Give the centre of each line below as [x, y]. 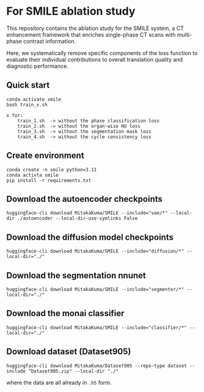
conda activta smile [33, 175]
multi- [184, 34]
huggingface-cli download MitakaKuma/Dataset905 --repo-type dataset [97, 366]
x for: [15, 115]
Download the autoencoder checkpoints [85, 199]
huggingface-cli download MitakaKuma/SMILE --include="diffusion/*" [95, 251]
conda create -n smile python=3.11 [52, 169]
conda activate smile [34, 99]
